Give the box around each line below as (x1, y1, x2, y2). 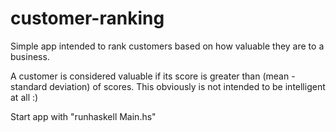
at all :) (10, 91, 39, 103)
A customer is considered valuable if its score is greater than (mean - (10, 70, 296, 82)
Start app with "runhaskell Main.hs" (10, 110, 157, 122)
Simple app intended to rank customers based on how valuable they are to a (10, 40, 325, 52)
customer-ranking (10, 7, 165, 30)
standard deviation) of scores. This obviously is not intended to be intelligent (10, 80, 326, 92)
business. (10, 50, 50, 62)
